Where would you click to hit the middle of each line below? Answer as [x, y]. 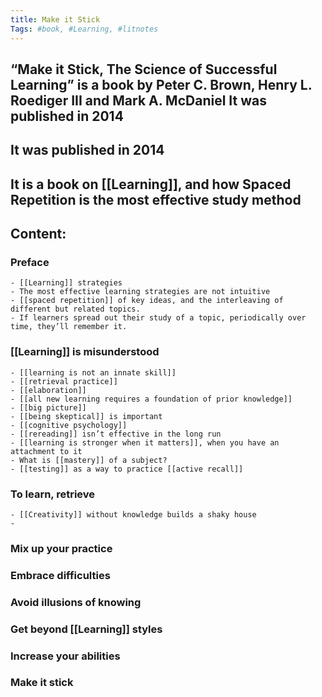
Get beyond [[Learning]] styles [86, 629]
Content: [38, 234]
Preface [30, 262]
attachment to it [46, 451]
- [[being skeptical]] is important [86, 416]
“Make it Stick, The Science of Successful [144, 69]
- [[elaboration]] [48, 390]
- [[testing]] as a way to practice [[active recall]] [127, 469]
